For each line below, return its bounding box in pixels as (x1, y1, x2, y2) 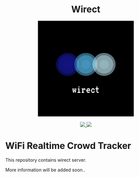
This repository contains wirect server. (5, 157, 87, 163)
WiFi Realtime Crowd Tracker (5, 140, 131, 151)
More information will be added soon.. (5, 167, 85, 173)
